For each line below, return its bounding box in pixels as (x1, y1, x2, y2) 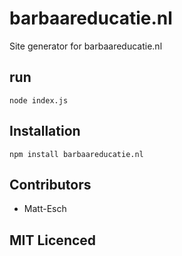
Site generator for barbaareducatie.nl (9, 40, 163, 52)
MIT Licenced (9, 232, 97, 249)
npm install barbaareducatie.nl (9, 149, 144, 159)
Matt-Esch (23, 203, 67, 215)
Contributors (9, 176, 92, 193)
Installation (9, 123, 81, 140)
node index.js (9, 95, 69, 106)
